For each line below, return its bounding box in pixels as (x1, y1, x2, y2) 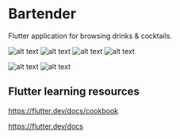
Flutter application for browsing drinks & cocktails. (8, 31, 173, 41)
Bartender (8, 5, 77, 23)
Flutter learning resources (8, 85, 140, 98)
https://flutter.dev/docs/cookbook (8, 106, 119, 115)
